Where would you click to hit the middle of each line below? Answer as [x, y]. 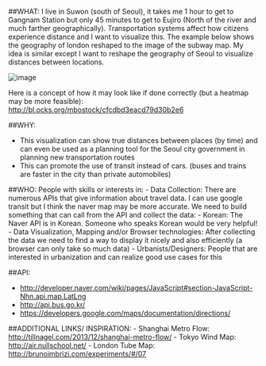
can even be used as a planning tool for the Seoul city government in [132, 149]
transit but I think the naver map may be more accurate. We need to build [128, 206]
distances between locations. [56, 62]
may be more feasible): [46, 101]
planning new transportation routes [77, 157]
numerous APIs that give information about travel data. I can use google [125, 198]
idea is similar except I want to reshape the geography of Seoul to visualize [131, 54]
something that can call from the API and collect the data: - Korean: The [126, 215]
